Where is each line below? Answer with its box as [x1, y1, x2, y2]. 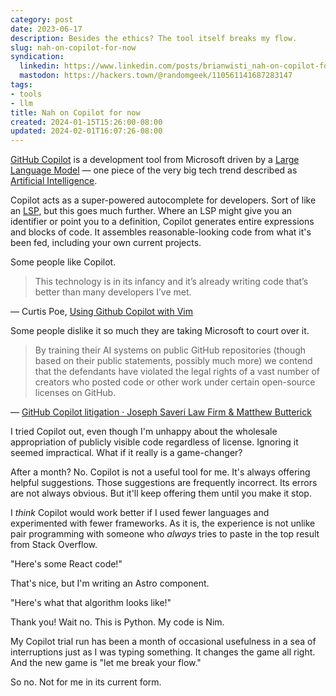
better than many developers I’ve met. [34, 286, 192, 298]
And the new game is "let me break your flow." [10, 657, 202, 669]
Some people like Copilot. [10, 256, 117, 268]
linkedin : [19, 61, 60, 71]
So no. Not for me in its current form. [10, 676, 162, 688]
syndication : [10, 52, 65, 62]
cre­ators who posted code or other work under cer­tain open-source [34, 376, 316, 388]
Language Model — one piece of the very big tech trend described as [10, 164, 298, 176]
